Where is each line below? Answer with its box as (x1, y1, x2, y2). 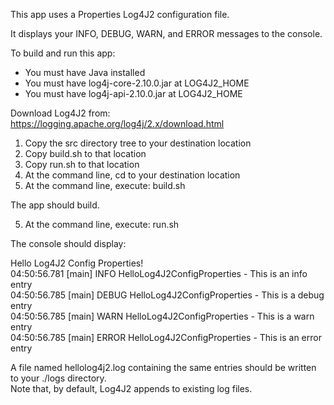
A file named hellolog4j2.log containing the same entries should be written (10, 362, 317, 373)
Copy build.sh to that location (24, 148, 147, 159)
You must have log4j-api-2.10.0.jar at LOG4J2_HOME (24, 88, 243, 99)
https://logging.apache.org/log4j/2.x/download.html (10, 118, 225, 129)
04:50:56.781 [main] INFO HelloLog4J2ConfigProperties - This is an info (10, 268, 308, 279)
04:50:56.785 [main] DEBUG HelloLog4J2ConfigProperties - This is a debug (10, 289, 325, 301)
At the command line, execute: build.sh (24, 180, 186, 191)
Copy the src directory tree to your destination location (24, 137, 252, 149)
